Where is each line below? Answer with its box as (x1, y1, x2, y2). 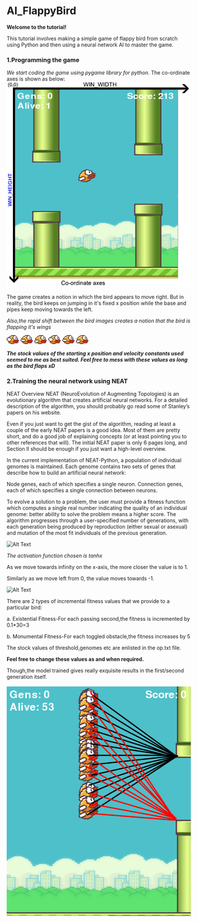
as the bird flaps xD (6, 362, 56, 369)
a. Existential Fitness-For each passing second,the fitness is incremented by (6, 615, 191, 622)
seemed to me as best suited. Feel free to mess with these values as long (6, 356, 188, 363)
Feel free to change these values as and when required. (6, 656, 144, 663)
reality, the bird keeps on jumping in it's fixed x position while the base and (6, 300, 186, 307)
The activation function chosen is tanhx (6, 552, 103, 559)
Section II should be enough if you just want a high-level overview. (6, 445, 167, 453)
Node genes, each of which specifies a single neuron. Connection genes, (6, 480, 184, 488)
